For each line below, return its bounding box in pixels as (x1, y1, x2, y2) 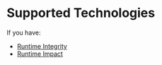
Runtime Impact (16, 49, 63, 58)
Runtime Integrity (16, 42, 68, 50)
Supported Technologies (6, 5, 156, 21)
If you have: (6, 28, 41, 37)
